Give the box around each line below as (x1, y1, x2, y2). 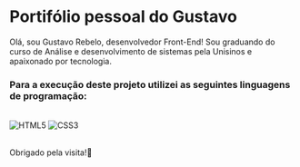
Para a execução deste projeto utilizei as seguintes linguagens (9, 78, 291, 91)
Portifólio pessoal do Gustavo (9, 6, 238, 27)
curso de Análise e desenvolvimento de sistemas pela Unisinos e (9, 45, 253, 56)
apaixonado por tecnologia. (9, 55, 112, 66)
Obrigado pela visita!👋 (9, 147, 93, 158)
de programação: (9, 89, 88, 102)
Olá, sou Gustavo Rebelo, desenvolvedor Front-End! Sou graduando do (9, 36, 275, 47)
